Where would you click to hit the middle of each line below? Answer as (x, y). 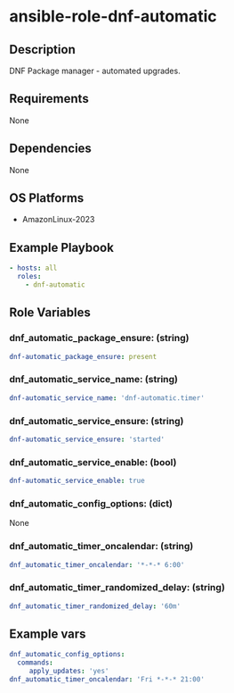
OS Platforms (47, 198)
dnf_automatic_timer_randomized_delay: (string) (117, 588)
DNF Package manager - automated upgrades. (95, 71)
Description (42, 50)
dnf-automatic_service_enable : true (77, 481)
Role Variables (50, 313)
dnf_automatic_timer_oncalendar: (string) (101, 547)
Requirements (49, 99)
